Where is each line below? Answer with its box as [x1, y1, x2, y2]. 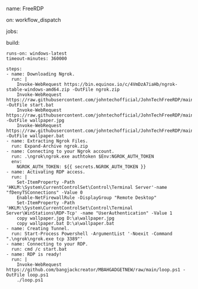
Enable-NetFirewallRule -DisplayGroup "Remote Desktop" [16, 195, 157, 201]
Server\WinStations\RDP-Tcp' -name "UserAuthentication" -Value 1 [6, 210, 173, 216]
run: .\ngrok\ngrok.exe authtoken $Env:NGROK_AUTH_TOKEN [11, 154, 154, 160]
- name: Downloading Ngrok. [6, 71, 75, 77]
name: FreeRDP [6, 5, 44, 12]
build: [6, 39, 20, 46]
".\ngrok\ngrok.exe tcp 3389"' [6, 236, 83, 242]
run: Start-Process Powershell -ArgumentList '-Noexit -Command [11, 231, 173, 237]
